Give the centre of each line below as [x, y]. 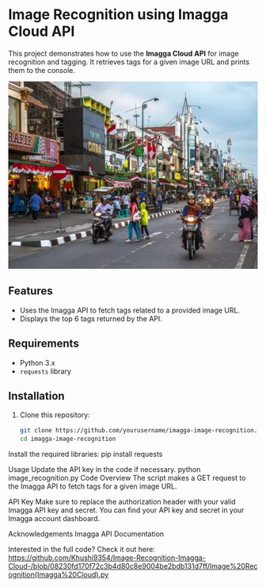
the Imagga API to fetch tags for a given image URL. [93, 486]
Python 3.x [37, 363]
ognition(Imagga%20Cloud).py [59, 575]
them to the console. [42, 70]
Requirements [44, 344]
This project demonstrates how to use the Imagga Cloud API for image [123, 53]
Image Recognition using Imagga [118, 15]
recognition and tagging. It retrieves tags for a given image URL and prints [129, 62]
